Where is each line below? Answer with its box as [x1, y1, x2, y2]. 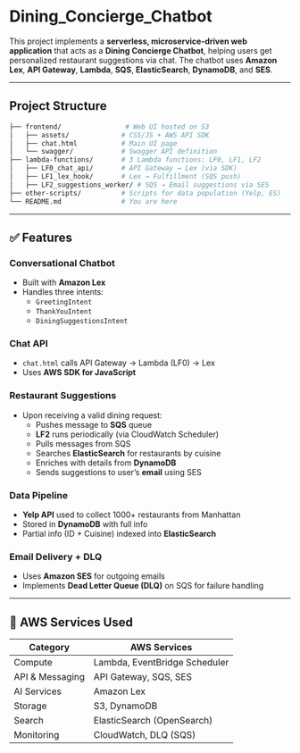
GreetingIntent [35, 297, 92, 307]
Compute [13, 657, 53, 669]
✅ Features [9, 230, 73, 245]
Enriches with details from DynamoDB [35, 457, 177, 468]
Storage [13, 699, 47, 712]
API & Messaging [13, 671, 86, 683]
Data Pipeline [9, 489, 69, 501]
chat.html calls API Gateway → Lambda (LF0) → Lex [21, 357, 216, 368]
